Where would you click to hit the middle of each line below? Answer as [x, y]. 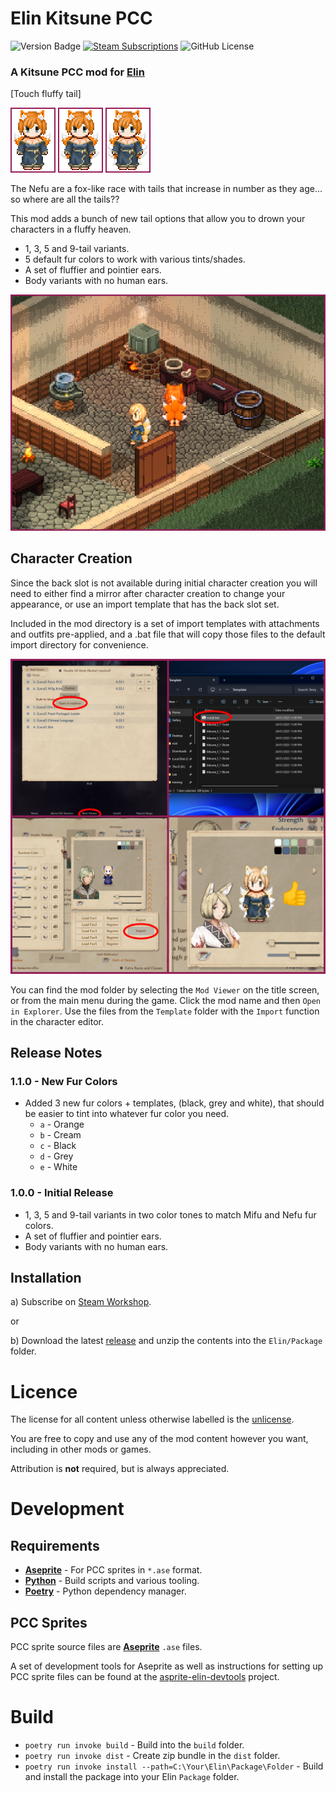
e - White [58, 1167]
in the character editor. [57, 1021]
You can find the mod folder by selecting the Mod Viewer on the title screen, [165, 989]
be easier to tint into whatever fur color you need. [127, 1114]
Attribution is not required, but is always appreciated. [120, 1469]
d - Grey [56, 1156]
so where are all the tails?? [65, 199]
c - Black [58, 1146]
